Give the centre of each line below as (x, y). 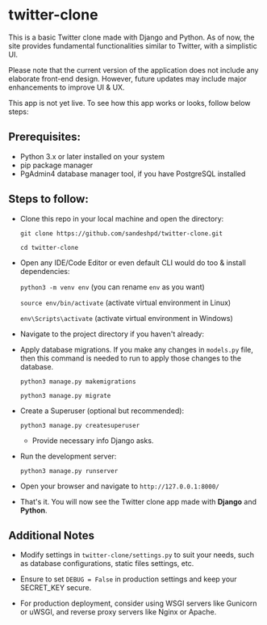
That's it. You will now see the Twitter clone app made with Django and (138, 501)
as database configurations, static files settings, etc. (107, 564)
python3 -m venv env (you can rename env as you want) (113, 287)
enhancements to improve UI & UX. (67, 87)
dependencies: (45, 271)
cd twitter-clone (49, 247)
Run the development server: (68, 456)
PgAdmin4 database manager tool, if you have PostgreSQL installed (133, 173)
